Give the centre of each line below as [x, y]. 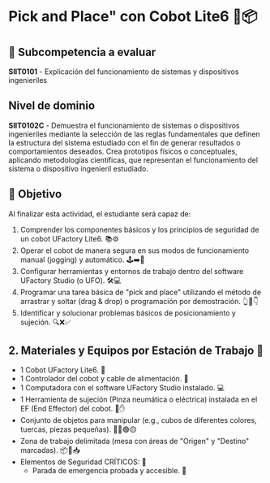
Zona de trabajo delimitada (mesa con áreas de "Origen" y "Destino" [135, 442]
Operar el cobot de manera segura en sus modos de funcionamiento [135, 250]
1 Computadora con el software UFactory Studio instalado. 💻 [122, 388]
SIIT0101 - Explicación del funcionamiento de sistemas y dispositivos [124, 72]
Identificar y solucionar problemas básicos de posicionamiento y [128, 313]
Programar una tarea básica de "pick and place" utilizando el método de [141, 292]
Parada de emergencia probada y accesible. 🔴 [109, 471]
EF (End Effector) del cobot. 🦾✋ [73, 409]
